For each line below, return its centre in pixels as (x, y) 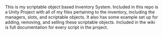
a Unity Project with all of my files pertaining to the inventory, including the (80, 12)
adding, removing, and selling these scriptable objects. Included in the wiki (80, 22)
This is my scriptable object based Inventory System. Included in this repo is (82, 7)
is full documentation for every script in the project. (57, 27)
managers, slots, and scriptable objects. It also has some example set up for (81, 17)
